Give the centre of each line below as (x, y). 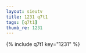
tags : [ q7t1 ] (22, 22)
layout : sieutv (24, 11)
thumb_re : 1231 (24, 28)
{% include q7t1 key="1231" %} (43, 44)
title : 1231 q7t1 (27, 17)
